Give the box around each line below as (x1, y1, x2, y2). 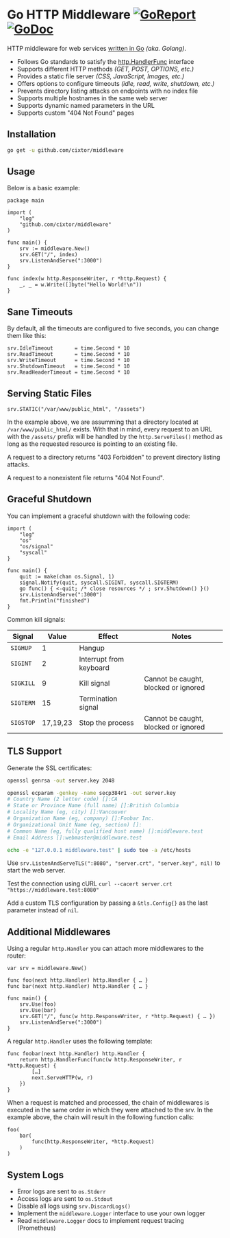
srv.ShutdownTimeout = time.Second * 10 (7, 363, 130, 370)
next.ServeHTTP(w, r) (31, 1074, 94, 1081)
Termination (79, 694, 118, 704)
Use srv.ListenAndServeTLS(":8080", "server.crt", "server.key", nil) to (7, 859, 220, 867)
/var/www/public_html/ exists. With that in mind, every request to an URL (7, 425, 212, 434)
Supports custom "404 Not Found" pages (16, 109, 135, 117)
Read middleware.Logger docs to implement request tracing (16, 1217, 185, 1225)
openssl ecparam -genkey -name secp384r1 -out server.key (7, 789, 176, 796)
